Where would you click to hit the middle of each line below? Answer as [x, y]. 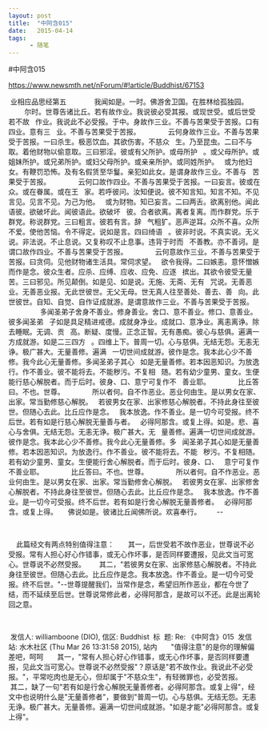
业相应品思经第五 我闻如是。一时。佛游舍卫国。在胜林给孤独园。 [129, 102]
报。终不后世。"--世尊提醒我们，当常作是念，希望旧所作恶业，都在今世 [125, 584]
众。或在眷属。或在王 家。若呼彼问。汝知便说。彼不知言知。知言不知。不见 [134, 192]
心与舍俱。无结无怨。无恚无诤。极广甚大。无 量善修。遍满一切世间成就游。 [134, 432]
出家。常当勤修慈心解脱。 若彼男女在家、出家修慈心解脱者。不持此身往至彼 [134, 402]
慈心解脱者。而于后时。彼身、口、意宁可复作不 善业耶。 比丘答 [141, 382]
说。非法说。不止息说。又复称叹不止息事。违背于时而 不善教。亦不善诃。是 [134, 242]
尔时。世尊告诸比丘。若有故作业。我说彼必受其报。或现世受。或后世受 [140, 112]
